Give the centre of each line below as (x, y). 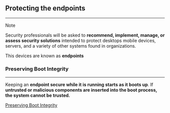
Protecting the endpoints (45, 8)
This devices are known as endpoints (45, 56)
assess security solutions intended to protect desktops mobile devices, (80, 41)
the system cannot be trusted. (38, 95)
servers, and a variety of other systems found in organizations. (71, 46)
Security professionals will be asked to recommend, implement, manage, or (85, 35)
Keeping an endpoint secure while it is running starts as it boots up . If (79, 85)
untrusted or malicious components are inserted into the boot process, (81, 90)
